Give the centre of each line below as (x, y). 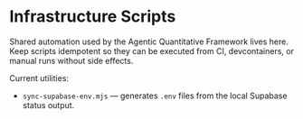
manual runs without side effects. (71, 60)
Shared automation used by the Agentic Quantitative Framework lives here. (149, 41)
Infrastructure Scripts (93, 17)
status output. (48, 105)
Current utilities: (39, 78)
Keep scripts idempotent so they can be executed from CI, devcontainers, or (151, 50)
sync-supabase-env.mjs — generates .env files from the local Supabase (155, 96)
